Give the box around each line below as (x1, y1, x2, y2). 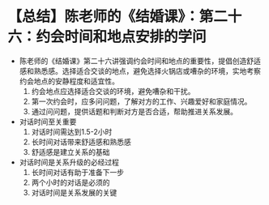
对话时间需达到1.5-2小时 (31, 126, 113, 136)
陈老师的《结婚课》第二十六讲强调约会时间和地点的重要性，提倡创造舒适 (19, 56, 261, 66)
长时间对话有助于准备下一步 (31, 167, 125, 177)
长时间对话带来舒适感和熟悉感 (31, 137, 131, 147)
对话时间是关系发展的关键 (31, 187, 117, 197)
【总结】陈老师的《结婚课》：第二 (7, 7, 228, 26)
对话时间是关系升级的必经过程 (19, 157, 119, 167)
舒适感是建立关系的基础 (31, 147, 110, 156)
